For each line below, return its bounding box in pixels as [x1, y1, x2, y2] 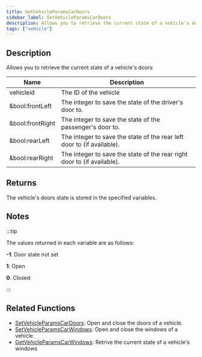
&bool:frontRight [9, 119, 56, 128]
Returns [6, 178, 37, 188]
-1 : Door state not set [6, 250, 59, 258]
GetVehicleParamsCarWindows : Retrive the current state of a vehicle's [14, 338, 190, 346]
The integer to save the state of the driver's [61, 98, 183, 107]
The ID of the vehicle [61, 88, 120, 97]
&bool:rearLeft [9, 137, 50, 145]
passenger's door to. [61, 123, 120, 131]
